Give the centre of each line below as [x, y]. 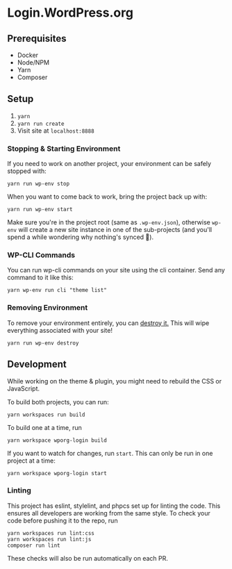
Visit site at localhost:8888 [56, 131]
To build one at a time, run [44, 427]
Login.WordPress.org [71, 13]
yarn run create [41, 124]
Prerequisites [37, 39]
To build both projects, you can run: [58, 402]
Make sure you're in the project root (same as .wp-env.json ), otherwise [109, 222]
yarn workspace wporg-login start [57, 473]
